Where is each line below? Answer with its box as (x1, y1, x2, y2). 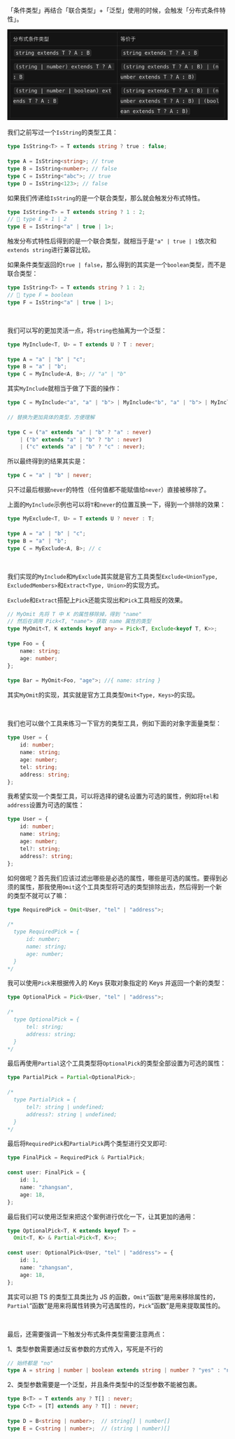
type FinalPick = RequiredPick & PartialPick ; (7, 1154, 145, 1161)
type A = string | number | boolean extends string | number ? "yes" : (7, 1367, 221, 1374)
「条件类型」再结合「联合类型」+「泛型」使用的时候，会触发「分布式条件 (7, 6, 220, 14)
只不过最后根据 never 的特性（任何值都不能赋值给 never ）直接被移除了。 (7, 486, 211, 494)
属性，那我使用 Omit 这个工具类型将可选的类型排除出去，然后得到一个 (19, 883, 216, 891)
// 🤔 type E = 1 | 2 (7, 216, 68, 223)
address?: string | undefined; (25, 1111, 117, 1118)
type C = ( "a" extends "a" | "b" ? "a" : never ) (7, 429, 152, 436)
